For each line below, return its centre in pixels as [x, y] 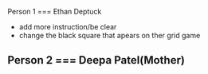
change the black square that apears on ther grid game [110, 35]
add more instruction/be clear [68, 27]
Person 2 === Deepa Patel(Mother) [96, 60]
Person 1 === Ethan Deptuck [55, 12]
